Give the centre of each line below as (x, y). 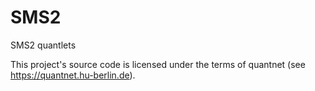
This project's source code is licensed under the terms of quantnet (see (158, 64)
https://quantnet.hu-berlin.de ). (73, 75)
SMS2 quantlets (43, 45)
